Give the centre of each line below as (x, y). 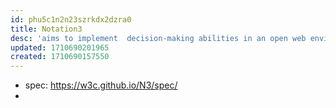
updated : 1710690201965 (60, 47)
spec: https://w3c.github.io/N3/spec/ (101, 85)
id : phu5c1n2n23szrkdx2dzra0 (71, 19)
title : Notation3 (46, 29)
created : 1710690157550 (60, 57)
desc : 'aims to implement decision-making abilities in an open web (158, 38)
